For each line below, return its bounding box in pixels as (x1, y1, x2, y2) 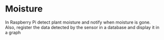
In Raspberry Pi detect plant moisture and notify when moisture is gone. (5, 19, 151, 25)
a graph (5, 29, 21, 35)
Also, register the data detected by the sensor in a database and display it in (5, 24, 160, 30)
